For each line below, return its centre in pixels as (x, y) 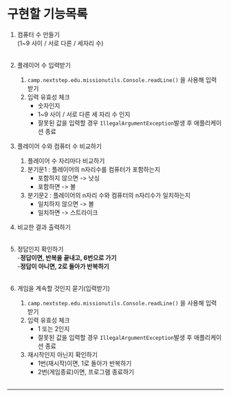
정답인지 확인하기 (40, 249)
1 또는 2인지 (54, 329)
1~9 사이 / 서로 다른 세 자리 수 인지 (84, 114)
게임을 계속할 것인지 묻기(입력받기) (64, 288)
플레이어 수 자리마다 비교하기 (66, 161)
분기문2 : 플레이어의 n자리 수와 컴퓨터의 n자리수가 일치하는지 (109, 195)
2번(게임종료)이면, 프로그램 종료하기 (86, 371)
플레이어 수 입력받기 (44, 65)
